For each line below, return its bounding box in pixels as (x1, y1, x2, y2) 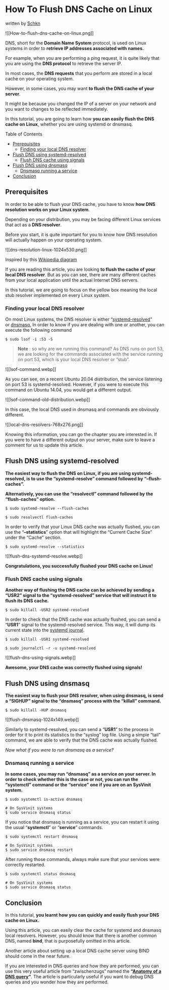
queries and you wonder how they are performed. (5, 979, 109, 985)
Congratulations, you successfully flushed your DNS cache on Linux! (5, 563, 153, 569)
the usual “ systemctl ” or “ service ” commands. (5, 825, 103, 831)
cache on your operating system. (5, 75, 74, 81)
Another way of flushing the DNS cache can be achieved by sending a (5, 587, 155, 593)
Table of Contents (5, 131, 43, 137)
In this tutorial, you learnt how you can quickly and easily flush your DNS (5, 912, 159, 918)
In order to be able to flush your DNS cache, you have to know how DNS (5, 201, 155, 207)
